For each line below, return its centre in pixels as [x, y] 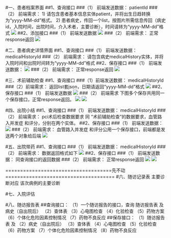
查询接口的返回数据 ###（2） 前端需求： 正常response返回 [82, 159]
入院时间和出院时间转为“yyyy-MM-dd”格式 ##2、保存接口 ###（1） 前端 [81, 63]
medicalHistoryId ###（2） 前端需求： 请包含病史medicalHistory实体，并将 [84, 57]
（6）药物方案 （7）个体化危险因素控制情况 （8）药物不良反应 [71, 230]
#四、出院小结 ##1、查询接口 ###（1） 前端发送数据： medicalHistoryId [81, 110]
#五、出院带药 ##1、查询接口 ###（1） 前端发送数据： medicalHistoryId [81, 147]
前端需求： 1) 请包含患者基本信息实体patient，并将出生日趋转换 [84, 14]
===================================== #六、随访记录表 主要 [83, 177]
